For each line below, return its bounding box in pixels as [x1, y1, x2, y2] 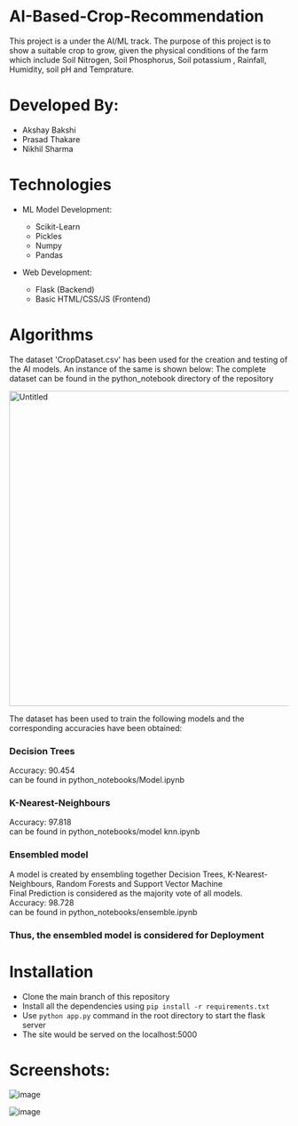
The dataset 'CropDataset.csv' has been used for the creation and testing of [9, 354, 288, 365]
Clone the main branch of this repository [21, 991, 170, 1001]
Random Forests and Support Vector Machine [56, 878, 223, 889]
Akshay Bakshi [21, 125, 77, 135]
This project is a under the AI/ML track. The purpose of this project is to [9, 36, 271, 46]
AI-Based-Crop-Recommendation [9, 6, 264, 27]
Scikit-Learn [35, 221, 81, 232]
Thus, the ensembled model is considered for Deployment [9, 929, 264, 941]
